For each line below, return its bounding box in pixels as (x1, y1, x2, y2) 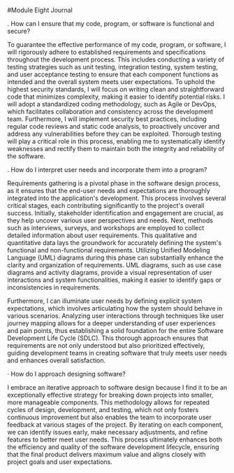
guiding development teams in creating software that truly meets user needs (7, 349, 227, 357)
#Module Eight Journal (7, 6, 73, 14)
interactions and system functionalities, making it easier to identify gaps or (7, 276, 222, 284)
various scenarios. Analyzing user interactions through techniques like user (7, 311, 224, 320)
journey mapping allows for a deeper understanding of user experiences (7, 319, 216, 327)
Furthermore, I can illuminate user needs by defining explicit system (7, 297, 203, 305)
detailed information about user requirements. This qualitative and (7, 231, 197, 239)
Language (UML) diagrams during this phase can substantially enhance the (7, 253, 224, 262)
